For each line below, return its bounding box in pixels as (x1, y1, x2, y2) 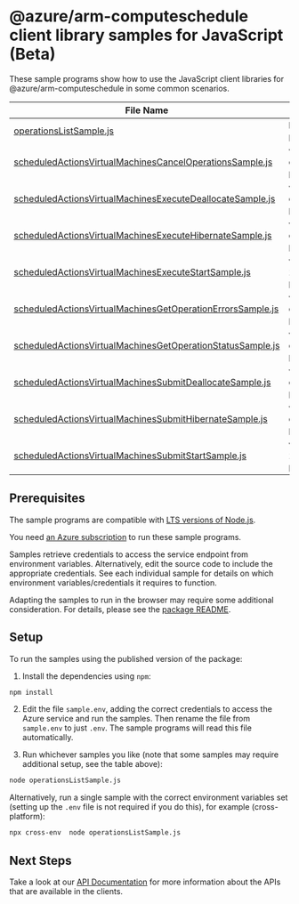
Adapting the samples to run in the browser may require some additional (9, 594, 274, 605)
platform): (9, 811, 46, 822)
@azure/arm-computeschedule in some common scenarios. (9, 83, 230, 93)
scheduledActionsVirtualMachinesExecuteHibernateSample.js (13, 229, 272, 241)
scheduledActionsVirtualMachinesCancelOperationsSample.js (13, 156, 273, 168)
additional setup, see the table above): (21, 759, 163, 770)
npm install (9, 688, 53, 697)
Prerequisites (9, 491, 85, 506)
